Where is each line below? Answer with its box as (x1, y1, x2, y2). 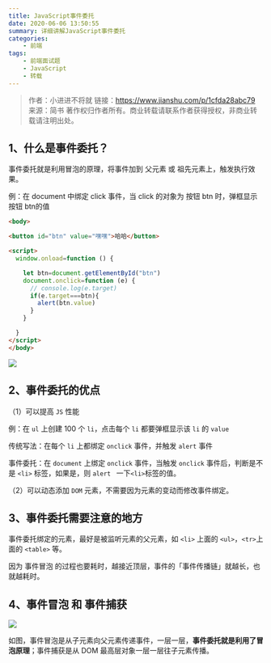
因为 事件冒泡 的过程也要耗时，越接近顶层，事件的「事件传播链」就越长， (8, 561, 253, 571)
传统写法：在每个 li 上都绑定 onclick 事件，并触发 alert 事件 (8, 441, 213, 450)
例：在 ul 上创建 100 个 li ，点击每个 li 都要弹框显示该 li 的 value (8, 424, 229, 433)
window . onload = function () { (15, 255, 114, 263)
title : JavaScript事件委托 (8, 11, 95, 20)
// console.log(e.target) (29, 284, 117, 292)
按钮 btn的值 (8, 201, 50, 211)
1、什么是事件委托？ (8, 141, 109, 155)
